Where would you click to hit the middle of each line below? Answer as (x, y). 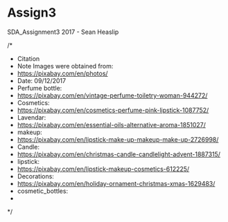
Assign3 (32, 13)
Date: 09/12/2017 (42, 80)
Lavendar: (32, 117)
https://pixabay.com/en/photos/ (63, 73)
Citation (28, 58)
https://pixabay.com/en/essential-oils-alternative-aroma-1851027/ (112, 124)
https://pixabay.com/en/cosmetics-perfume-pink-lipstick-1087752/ (113, 110)
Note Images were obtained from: (65, 66)
